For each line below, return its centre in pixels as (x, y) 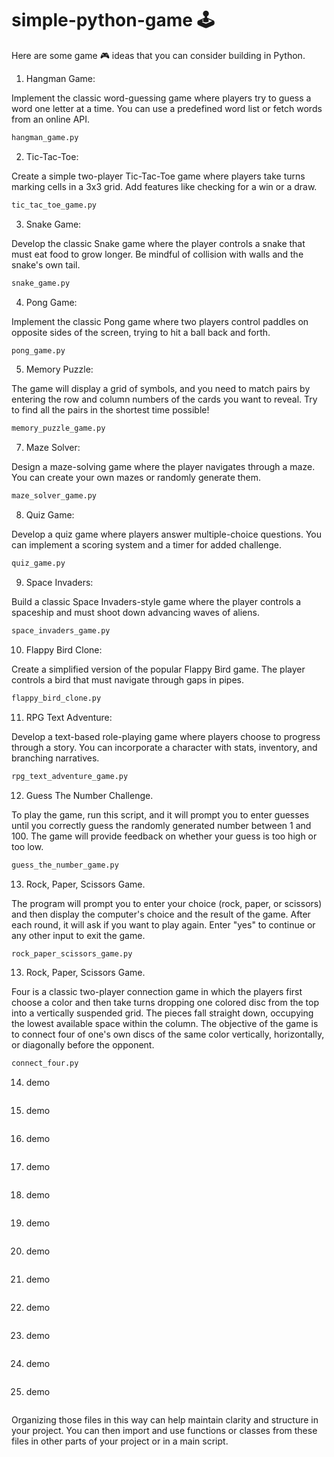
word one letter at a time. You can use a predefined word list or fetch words (167, 108)
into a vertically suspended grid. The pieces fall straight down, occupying (162, 1013)
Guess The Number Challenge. (89, 795)
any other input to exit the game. (78, 935)
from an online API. (51, 119)
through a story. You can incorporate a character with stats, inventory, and (164, 747)
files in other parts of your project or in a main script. (120, 1441)
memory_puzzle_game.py (58, 428)
